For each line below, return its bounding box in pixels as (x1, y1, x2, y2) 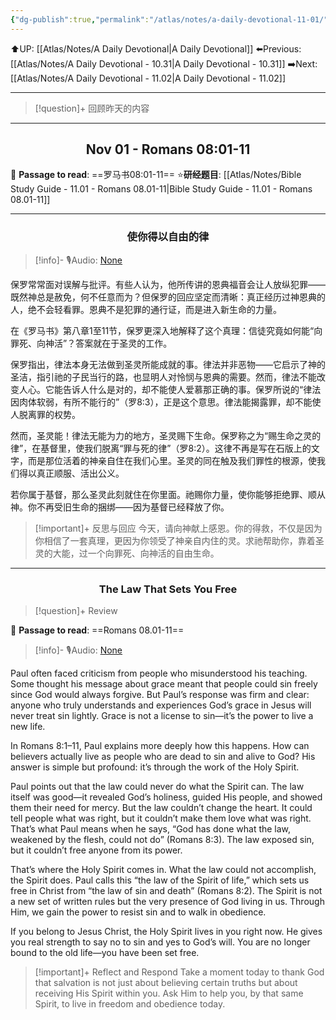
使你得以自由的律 (126, 230, 210, 244)
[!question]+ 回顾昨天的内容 (34, 102, 150, 114)
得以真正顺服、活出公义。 (18, 467, 125, 479)
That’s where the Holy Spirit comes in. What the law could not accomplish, (10, 864, 317, 876)
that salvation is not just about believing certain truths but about (34, 977, 298, 989)
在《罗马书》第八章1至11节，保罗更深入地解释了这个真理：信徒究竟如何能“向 (10, 324, 323, 336)
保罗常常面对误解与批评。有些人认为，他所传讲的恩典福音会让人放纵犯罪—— (10, 278, 326, 290)
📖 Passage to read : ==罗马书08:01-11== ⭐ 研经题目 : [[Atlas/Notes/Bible (10, 169, 302, 181)
